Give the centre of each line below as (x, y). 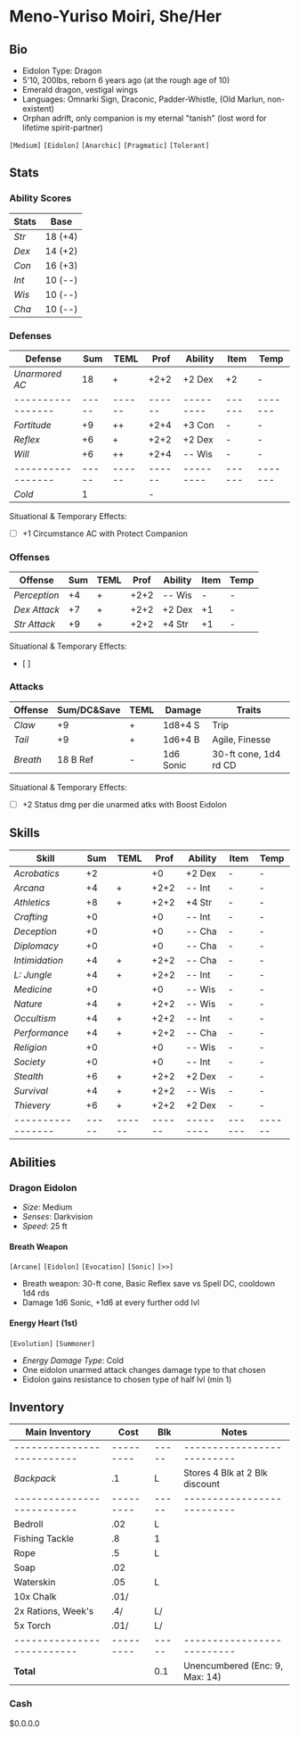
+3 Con (198, 425)
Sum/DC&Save (89, 709)
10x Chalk (35, 1597)
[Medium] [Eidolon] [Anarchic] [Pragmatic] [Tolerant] (109, 145)
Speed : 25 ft (45, 1226)
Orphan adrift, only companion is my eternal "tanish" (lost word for (144, 118)
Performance (41, 1032)
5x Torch (32, 1625)
